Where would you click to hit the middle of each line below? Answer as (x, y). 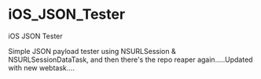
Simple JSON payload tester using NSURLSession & (92, 51)
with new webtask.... (41, 67)
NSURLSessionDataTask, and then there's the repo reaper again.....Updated (130, 59)
